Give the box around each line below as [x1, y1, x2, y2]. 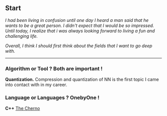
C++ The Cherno [5, 106, 40, 112]
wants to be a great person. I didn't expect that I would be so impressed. [5, 22, 154, 28]
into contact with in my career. [5, 82, 68, 88]
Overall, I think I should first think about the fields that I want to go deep [5, 42, 153, 49]
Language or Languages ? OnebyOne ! [5, 94, 99, 101]
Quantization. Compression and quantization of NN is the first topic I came [5, 77, 159, 83]
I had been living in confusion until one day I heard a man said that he [5, 17, 149, 23]
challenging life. [5, 33, 38, 39]
